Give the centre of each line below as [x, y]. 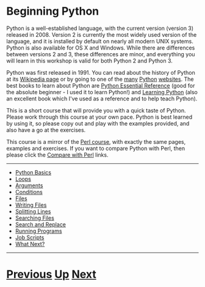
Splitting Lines [33, 211]
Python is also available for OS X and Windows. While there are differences [101, 48]
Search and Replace [40, 224]
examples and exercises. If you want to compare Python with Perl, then [96, 148]
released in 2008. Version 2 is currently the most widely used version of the [102, 34]
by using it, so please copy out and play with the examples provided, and [98, 123]
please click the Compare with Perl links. [57, 155]
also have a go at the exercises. [46, 130]
